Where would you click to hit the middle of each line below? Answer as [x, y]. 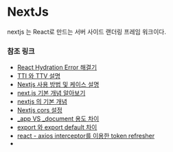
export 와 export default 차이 [57, 127]
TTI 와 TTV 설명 [38, 76]
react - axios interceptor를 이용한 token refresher [86, 136]
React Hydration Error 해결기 [57, 67]
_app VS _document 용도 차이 [58, 119]
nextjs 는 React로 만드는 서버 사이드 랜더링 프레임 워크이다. [87, 31]
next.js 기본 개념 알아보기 [51, 93]
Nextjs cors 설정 [40, 110]
